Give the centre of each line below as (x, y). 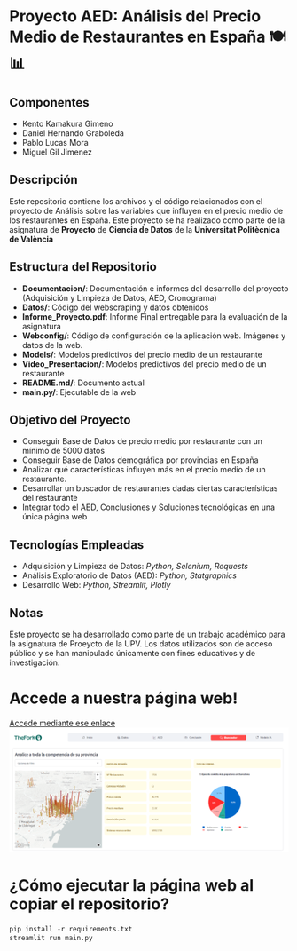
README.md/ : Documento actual (83, 383)
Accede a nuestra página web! (124, 698)
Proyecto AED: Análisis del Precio (135, 16)
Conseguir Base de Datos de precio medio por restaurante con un (142, 441)
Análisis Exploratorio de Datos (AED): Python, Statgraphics (129, 575)
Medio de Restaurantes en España (137, 37)
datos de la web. (52, 345)
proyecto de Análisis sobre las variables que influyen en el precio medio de (146, 210)
